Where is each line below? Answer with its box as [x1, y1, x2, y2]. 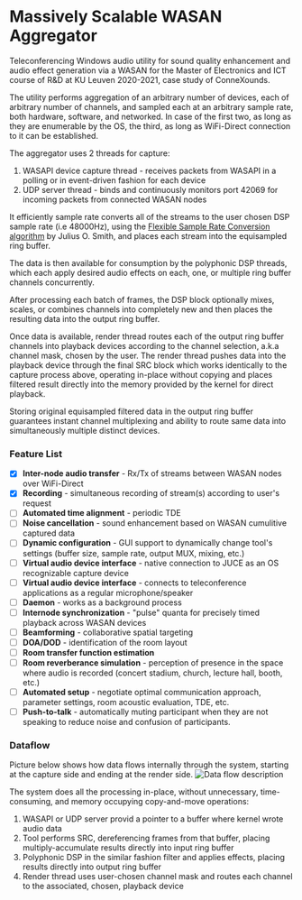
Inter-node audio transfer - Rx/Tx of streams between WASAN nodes [22, 468, 282, 479]
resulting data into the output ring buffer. [9, 313, 160, 324]
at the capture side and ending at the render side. [9, 769, 194, 780]
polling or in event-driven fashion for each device [22, 174, 206, 186]
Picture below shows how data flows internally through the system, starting [9, 759, 289, 770]
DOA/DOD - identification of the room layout [22, 637, 188, 647]
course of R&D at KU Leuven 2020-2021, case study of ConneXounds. [9, 74, 270, 85]
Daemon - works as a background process [22, 597, 182, 608]
